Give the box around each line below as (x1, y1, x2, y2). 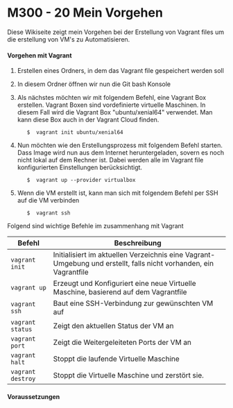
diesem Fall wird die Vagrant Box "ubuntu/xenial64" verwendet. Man (17, 108, 213, 117)
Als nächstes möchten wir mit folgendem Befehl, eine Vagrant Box (17, 94, 207, 102)
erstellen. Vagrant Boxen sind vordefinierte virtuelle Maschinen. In (17, 101, 206, 109)
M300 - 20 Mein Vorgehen (7, 5, 163, 21)
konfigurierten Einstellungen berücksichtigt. (17, 163, 143, 171)
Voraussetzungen (7, 392, 60, 400)
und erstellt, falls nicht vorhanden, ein (91, 259, 214, 269)
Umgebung (53, 259, 90, 269)
